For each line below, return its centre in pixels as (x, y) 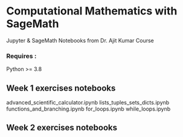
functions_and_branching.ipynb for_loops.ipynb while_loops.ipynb (88, 109)
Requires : (21, 56)
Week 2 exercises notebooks (62, 128)
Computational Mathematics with (92, 11)
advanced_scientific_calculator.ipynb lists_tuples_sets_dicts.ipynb (88, 103)
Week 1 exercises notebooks (61, 88)
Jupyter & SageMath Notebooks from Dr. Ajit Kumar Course (80, 40)
